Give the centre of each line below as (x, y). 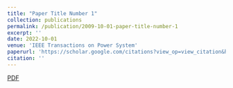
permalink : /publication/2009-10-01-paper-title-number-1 (93, 26)
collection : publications (44, 20)
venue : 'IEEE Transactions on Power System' (72, 45)
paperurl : (21, 52)
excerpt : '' (24, 33)
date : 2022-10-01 (32, 39)
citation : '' (26, 58)
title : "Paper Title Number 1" (52, 13)
